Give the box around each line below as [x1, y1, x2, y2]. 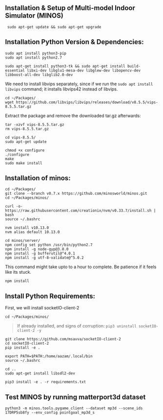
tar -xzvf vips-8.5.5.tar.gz [5, 122, 64, 127]
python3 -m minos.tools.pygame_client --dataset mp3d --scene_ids [5, 406, 143, 411]
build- [127, 64, 141, 69]
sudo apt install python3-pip [5, 51, 67, 56]
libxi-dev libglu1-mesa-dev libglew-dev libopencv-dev [26, 68, 141, 73]
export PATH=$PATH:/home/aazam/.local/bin [5, 354, 93, 359]
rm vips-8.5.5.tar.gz [5, 126, 49, 131]
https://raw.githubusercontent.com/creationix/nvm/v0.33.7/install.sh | [5, 208, 156, 213]
